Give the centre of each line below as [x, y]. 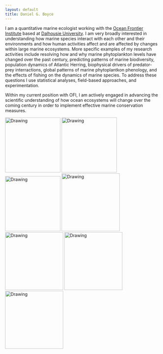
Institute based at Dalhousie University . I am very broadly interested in [76, 33]
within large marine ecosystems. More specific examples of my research [79, 49]
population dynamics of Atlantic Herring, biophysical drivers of [68, 65]
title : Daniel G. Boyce [29, 14]
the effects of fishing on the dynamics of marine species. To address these [81, 75]
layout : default [22, 10]
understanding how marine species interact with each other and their [75, 38]
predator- [142, 65]
